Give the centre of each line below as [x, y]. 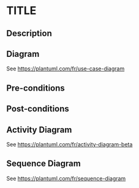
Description [29, 33]
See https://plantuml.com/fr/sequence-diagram [66, 178]
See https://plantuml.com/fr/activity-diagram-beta [69, 144]
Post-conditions [38, 109]
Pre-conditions [36, 88]
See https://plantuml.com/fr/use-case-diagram [66, 69]
